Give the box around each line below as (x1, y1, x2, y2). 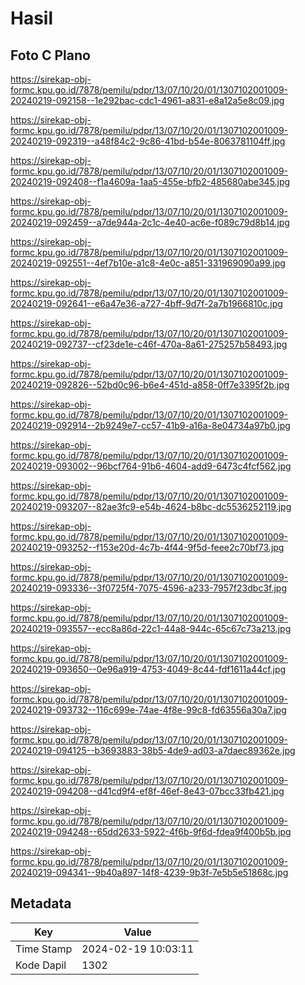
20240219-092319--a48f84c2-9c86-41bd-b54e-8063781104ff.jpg (10, 135, 286, 147)
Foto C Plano (10, 47, 91, 64)
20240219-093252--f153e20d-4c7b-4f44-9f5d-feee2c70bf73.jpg (10, 542, 285, 553)
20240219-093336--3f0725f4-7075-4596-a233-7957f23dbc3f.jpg (10, 582, 287, 594)
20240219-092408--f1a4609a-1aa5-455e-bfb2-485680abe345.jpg (10, 176, 291, 187)
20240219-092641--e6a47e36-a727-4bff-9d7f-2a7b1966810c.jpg (10, 298, 283, 309)
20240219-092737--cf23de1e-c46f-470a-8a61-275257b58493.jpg (10, 338, 288, 350)
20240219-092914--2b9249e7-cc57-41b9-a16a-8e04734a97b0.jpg (10, 420, 291, 431)
